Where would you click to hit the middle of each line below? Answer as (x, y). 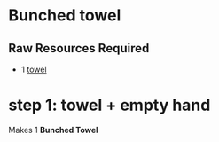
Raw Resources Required (79, 48)
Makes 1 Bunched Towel (53, 130)
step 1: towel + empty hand (109, 105)
